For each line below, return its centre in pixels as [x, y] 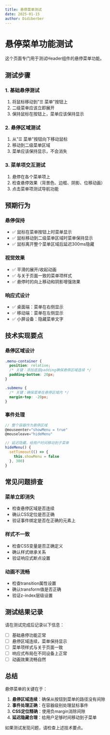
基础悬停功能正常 [29, 635]
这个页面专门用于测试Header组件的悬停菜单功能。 [55, 58]
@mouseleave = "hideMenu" [29, 434]
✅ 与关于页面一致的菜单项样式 [42, 275]
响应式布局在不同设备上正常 [40, 653]
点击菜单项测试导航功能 [35, 189]
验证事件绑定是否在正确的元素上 [44, 520]
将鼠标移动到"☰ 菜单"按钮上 [40, 102]
